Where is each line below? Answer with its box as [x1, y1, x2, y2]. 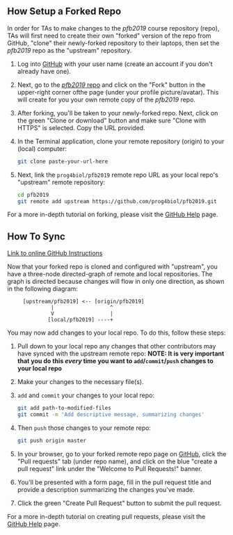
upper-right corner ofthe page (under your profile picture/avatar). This [17, 88, 219, 96]
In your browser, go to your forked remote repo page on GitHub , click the [17, 449, 227, 458]
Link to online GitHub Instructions [7, 249, 103, 257]
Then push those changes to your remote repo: [17, 424, 152, 432]
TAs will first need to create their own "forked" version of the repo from [7, 31, 211, 40]
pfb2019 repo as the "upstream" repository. [7, 46, 132, 54]
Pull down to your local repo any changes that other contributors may [17, 342, 216, 351]
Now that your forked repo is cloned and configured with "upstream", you [7, 262, 218, 271]
